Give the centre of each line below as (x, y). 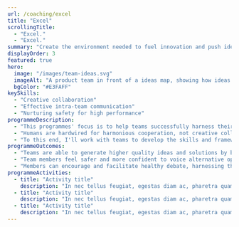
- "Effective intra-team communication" (74, 107)
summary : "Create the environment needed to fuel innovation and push (114, 47)
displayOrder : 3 (31, 54)
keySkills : (23, 93)
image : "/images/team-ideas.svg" (63, 73)
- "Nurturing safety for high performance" (79, 113)
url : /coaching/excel (39, 14)
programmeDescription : (41, 120)
